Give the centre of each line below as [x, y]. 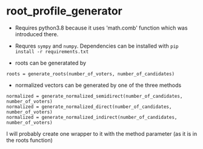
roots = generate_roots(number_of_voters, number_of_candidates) [90, 74]
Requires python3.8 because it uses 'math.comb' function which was [101, 28]
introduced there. [37, 34]
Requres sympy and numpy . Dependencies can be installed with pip [97, 46]
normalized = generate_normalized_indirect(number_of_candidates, [92, 117]
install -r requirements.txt [52, 52]
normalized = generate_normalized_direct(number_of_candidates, [89, 107]
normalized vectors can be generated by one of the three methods [98, 85]
